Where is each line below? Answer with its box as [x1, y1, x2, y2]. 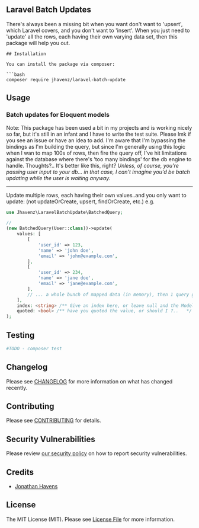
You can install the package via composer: [6, 61, 115, 67]
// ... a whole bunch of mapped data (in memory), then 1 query [27, 292, 190, 297]
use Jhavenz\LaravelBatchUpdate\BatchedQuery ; [6, 209, 123, 215]
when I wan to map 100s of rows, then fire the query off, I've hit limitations [6, 149, 187, 156]
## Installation [6, 50, 46, 57]
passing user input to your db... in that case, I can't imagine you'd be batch [6, 168, 191, 175]
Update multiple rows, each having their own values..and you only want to [6, 191, 187, 199]
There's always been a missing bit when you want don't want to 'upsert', [6, 20, 183, 27]
